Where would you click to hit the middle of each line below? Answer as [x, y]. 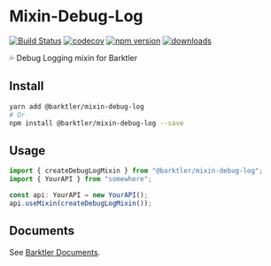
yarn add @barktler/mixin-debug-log [77, 106]
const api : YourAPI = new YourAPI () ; [79, 195]
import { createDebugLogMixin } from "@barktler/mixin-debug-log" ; [136, 171]
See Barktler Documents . [55, 252]
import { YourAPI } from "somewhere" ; [81, 179]
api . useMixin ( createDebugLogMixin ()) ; [81, 203]
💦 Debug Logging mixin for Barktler [74, 57]
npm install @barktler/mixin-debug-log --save [97, 123]
